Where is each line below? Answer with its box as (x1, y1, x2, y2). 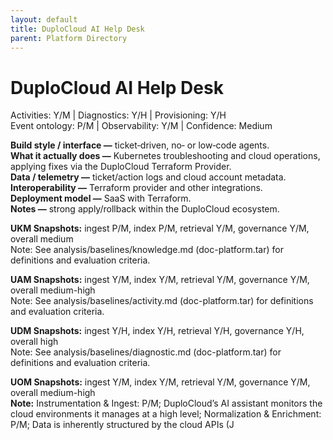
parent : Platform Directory (10, 33, 128, 43)
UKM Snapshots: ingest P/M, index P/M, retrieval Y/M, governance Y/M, (10, 222, 310, 235)
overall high (10, 336, 59, 348)
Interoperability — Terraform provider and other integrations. (10, 182, 263, 194)
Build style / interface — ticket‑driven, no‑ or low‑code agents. (10, 139, 270, 151)
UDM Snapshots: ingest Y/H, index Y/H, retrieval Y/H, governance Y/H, (10, 325, 305, 337)
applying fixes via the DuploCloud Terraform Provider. (10, 161, 232, 173)
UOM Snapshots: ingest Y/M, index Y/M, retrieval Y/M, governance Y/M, (10, 376, 311, 388)
